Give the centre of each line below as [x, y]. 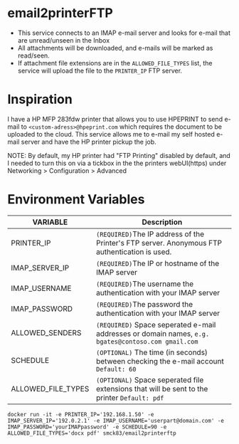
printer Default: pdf [130, 398]
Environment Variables [76, 200]
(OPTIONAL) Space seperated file [150, 380]
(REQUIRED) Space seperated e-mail [156, 324]
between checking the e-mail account [160, 361]
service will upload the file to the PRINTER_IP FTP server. [100, 70]
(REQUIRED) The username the [145, 284]
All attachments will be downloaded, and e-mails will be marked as [115, 48]
